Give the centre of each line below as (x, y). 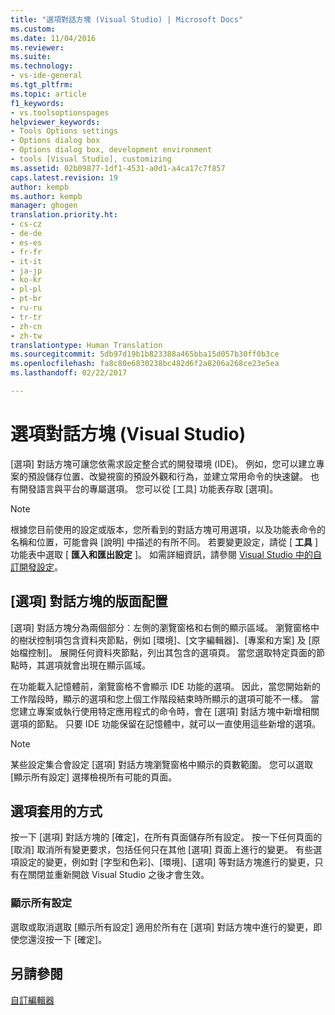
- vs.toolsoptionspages (60, 112)
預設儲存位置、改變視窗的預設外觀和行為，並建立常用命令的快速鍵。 (167, 476)
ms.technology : (42, 66)
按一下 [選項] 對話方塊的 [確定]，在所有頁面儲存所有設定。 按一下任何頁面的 (166, 837)
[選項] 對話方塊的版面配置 (89, 601)
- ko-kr (26, 280)
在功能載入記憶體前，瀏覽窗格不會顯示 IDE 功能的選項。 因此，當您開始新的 (166, 686)
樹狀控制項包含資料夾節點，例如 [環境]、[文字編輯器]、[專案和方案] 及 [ (165, 640)
